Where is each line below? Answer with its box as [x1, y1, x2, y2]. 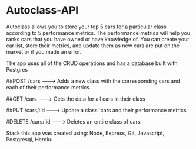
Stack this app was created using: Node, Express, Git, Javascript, [6, 129, 165, 137]
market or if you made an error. [6, 48, 82, 55]
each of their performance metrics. [6, 83, 91, 90]
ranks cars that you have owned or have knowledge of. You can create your [6, 35, 190, 43]
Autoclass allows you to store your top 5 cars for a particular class [6, 23, 167, 30]
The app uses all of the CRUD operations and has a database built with [6, 60, 178, 67]
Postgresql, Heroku [6, 135, 53, 142]
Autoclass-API [6, 4, 79, 17]
